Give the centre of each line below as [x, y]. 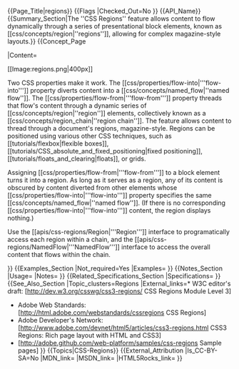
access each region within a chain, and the [70, 239]
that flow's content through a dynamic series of [77, 106]
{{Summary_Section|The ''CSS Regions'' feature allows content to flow [111, 19]
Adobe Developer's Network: [60, 320]
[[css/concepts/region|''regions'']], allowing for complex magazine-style [114, 34]
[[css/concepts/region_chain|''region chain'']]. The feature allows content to [119, 121]
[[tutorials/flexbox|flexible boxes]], [58, 143]
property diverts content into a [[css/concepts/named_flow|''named [130, 90]
